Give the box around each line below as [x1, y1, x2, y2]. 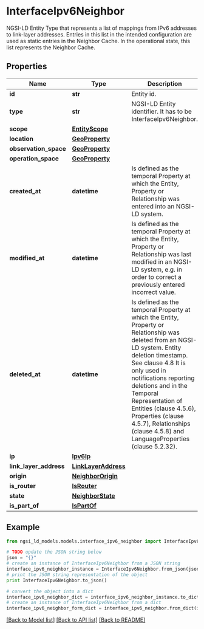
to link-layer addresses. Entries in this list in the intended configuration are [6, 30, 192, 38]
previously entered [131, 280, 185, 289]
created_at [9, 187, 41, 195]
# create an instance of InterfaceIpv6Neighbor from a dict [6, 600, 162, 606]
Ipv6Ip [72, 452, 91, 460]
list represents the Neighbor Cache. [6, 44, 95, 51]
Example [6, 522, 40, 532]
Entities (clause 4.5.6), [131, 404, 196, 413]
